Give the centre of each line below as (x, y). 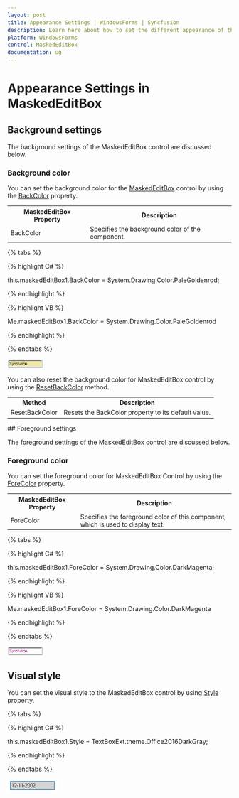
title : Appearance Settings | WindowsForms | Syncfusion (94, 22)
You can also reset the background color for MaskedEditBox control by (111, 379)
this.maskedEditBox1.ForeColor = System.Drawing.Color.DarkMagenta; (111, 568)
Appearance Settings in (79, 88)
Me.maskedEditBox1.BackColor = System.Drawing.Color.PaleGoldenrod (112, 321)
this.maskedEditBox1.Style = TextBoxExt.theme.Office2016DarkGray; (108, 742)
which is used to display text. (122, 524)
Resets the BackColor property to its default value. (137, 413)
